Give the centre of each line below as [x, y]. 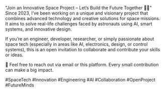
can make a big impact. [29, 70]
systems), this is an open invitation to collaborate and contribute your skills [83, 50]
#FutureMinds [20, 85]
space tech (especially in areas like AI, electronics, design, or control [76, 44]
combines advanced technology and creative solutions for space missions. [83, 18]
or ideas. [14, 55]
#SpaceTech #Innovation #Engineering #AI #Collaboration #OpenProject [80, 80]
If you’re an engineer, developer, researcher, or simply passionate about [80, 39]
